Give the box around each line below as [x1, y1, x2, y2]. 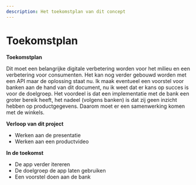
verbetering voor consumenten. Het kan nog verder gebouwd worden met [6, 71, 187, 78]
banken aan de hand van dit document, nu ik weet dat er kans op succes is [6, 84, 189, 91]
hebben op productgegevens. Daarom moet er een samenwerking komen [6, 103, 185, 110]
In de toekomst [6, 149, 44, 156]
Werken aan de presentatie [14, 131, 81, 138]
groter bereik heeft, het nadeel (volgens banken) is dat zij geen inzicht [6, 96, 178, 103]
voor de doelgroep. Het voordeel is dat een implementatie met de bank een [6, 90, 189, 97]
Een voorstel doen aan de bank [14, 173, 91, 180]
